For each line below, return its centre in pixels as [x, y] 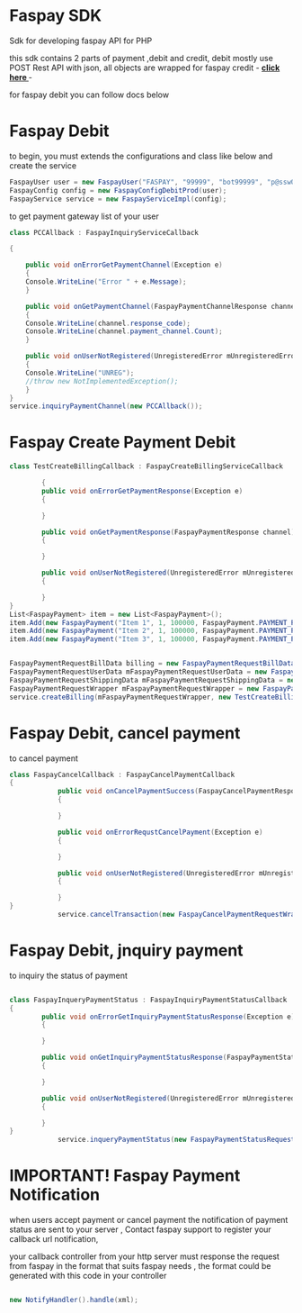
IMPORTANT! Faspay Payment [125, 1176]
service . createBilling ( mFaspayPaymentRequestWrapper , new [120, 697]
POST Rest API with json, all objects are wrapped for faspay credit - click [145, 68]
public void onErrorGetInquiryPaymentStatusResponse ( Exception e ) [169, 1017]
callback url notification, [54, 1239]
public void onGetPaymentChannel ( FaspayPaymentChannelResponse [147, 306]
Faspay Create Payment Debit [123, 443]
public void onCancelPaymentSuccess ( [128, 792]
